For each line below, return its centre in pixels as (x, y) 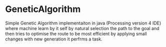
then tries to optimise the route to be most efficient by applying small (76, 33)
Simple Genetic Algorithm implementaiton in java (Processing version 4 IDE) (83, 23)
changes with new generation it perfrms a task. (54, 39)
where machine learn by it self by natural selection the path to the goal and (82, 28)
